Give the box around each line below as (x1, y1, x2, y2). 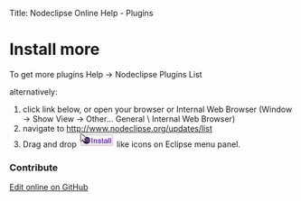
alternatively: (9, 86, 58, 97)
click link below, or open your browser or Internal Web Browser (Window (22, 104, 293, 114)
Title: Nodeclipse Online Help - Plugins (9, 8, 154, 18)
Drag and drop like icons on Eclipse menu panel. (22, 139, 241, 150)
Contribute (9, 161, 59, 174)
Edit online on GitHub (9, 182, 89, 193)
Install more (9, 40, 100, 59)
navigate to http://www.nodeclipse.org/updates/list (22, 123, 212, 133)
